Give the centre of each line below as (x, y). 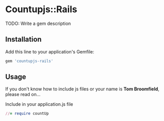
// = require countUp (27, 114)
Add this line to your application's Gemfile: (50, 51)
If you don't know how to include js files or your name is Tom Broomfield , (82, 89)
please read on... (23, 95)
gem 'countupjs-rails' (29, 61)
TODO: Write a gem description (38, 23)
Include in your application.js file (39, 104)
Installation (23, 39)
